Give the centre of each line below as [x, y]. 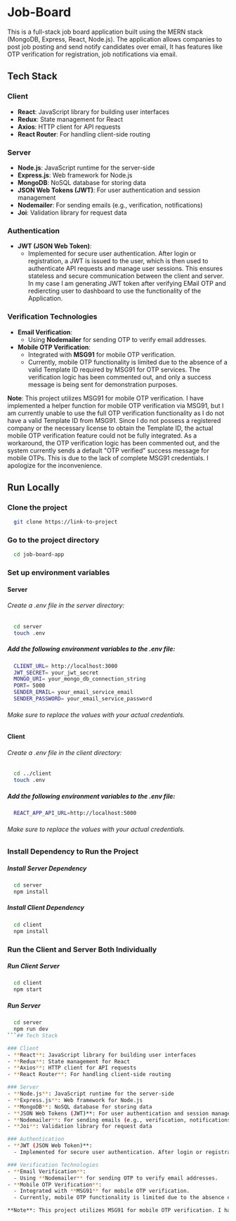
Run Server [24, 1005]
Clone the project [38, 507]
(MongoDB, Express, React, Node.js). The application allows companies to [115, 39]
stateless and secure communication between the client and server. [126, 276]
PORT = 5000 [29, 686]
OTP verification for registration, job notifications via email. [92, 54]
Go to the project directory [53, 540]
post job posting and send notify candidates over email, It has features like [115, 46]
